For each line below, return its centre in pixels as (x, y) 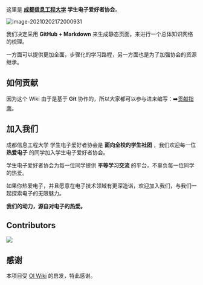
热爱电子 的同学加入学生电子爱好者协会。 (57, 152)
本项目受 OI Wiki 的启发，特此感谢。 (51, 276)
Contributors (31, 225)
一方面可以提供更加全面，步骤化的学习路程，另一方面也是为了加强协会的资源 (101, 54)
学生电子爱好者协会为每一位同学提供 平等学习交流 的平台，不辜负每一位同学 (100, 165)
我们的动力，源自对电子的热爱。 (46, 206)
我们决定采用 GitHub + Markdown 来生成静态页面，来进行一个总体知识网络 (100, 34)
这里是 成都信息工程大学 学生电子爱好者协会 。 (63, 9)
